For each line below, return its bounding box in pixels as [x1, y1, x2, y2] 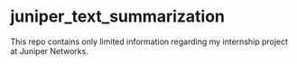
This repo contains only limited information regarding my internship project [10, 36, 288, 47]
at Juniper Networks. [10, 45, 88, 56]
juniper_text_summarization [10, 6, 225, 27]
